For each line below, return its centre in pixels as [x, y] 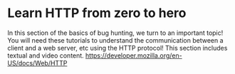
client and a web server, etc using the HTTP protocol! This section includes [117, 48]
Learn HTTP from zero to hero [97, 13]
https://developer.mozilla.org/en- [134, 55]
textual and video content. [46, 55]
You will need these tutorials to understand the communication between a [115, 40]
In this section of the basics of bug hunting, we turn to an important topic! [115, 33]
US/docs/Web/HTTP [37, 63]
